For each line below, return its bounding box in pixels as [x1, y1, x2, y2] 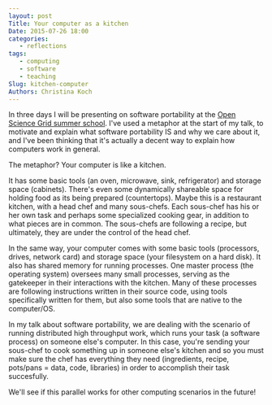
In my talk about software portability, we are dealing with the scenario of [8, 320, 251, 329]
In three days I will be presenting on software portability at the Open [8, 110, 236, 120]
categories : [8, 34, 49, 43]
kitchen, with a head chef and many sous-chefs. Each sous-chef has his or [8, 202, 260, 211]
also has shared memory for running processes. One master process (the [8, 261, 254, 271]
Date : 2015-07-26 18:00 [8, 27, 89, 35]
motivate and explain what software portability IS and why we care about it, [8, 127, 261, 137]
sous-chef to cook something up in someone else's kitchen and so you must [8, 346, 264, 355]
